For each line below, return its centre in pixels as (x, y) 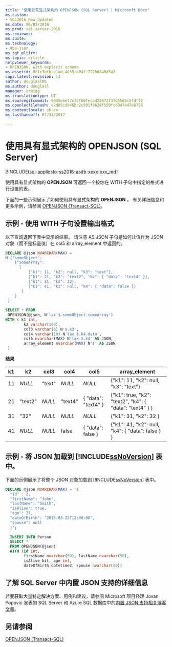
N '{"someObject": (24, 258)
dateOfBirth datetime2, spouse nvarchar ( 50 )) (73, 566)
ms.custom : (17, 15)
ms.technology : (21, 44)
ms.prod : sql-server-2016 (33, 29)
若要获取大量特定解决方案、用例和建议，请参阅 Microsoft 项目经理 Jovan (82, 596)
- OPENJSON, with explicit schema (42, 67)
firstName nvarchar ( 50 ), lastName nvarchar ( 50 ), (77, 556)
